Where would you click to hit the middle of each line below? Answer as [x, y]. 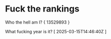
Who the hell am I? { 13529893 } [37, 22]
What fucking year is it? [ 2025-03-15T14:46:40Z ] [56, 31]
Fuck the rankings [42, 9]
